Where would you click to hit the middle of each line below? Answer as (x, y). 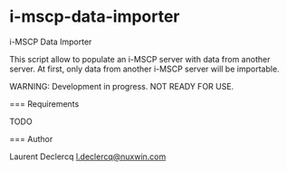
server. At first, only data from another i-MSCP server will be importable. (144, 69)
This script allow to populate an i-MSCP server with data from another (140, 59)
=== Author (31, 138)
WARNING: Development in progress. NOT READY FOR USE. (122, 86)
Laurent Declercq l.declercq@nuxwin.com (88, 157)
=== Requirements (44, 104)
